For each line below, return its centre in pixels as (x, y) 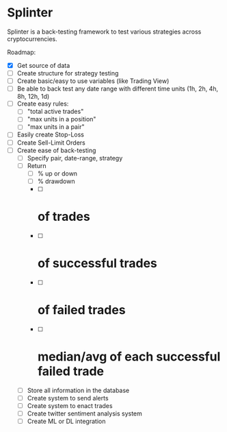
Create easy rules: (43, 104)
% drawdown (56, 181)
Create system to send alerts (68, 398)
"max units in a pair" (56, 127)
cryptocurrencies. (32, 38)
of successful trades (97, 263)
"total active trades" (55, 112)
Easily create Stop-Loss (50, 134)
